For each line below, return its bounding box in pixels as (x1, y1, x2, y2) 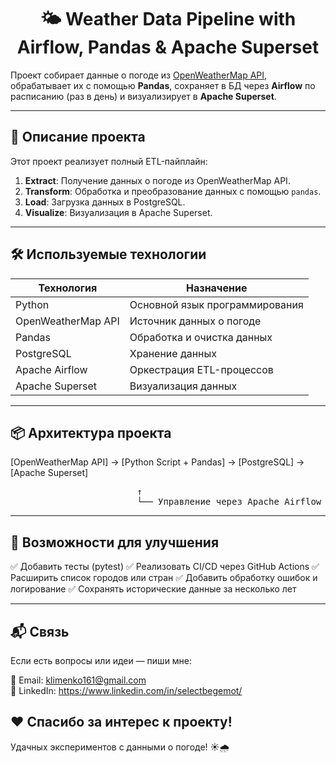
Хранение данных (129, 346, 218, 360)
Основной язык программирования (129, 297, 304, 311)
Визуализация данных (129, 379, 238, 393)
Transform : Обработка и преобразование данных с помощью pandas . (24, 185, 322, 197)
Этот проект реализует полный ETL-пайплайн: (10, 155, 208, 167)
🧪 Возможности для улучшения (10, 534, 220, 551)
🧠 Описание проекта (10, 129, 146, 146)
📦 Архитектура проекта (10, 424, 172, 441)
